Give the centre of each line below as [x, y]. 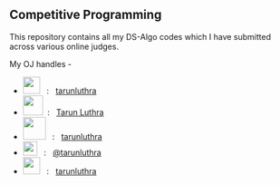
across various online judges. [64, 46]
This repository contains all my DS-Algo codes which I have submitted [140, 36]
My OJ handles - [41, 63]
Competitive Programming [86, 15]
